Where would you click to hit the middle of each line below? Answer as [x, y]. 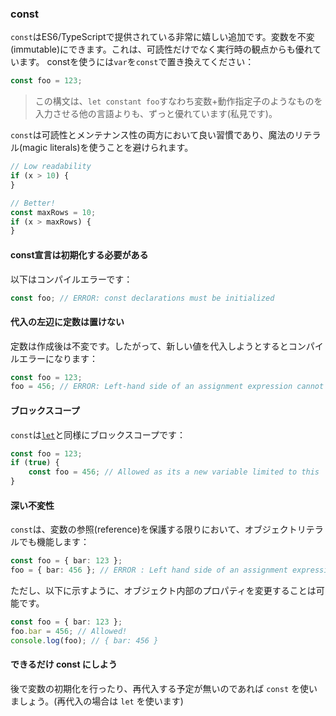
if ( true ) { [35, 463]
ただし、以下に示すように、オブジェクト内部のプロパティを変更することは [163, 590]
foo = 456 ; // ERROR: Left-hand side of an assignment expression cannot [167, 387]
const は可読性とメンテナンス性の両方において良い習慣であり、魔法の [152, 135]
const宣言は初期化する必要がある [79, 254]
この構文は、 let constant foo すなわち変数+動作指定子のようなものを [178, 101]
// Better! [33, 203]
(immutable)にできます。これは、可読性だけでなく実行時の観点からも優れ [161, 49]
